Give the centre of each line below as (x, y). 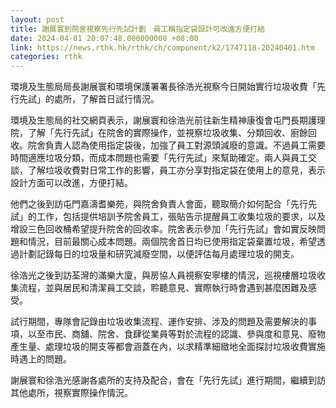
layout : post (37, 19)
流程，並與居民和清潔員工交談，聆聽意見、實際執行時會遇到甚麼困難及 (163, 288)
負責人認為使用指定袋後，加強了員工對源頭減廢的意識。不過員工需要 (185, 145)
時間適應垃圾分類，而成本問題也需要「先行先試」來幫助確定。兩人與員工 (159, 158)
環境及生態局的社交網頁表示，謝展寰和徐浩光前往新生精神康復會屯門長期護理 (168, 120)
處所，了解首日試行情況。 (106, 99)
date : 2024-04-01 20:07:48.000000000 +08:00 (104, 38)
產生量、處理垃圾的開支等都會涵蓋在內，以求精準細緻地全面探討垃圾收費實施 (168, 347)
